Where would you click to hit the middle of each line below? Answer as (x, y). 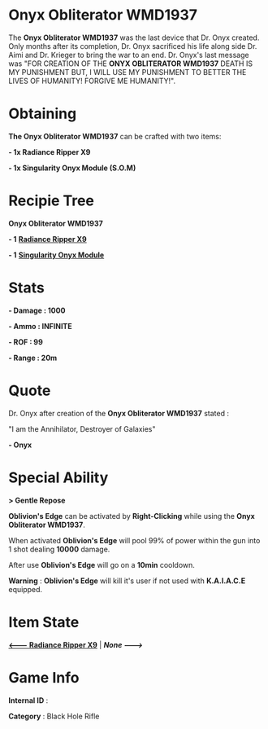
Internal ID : (28, 700)
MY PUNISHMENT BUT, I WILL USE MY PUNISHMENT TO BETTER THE (128, 72)
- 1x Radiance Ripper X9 (50, 152)
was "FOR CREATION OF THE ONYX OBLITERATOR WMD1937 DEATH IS (131, 64)
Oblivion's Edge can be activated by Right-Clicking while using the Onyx (132, 516)
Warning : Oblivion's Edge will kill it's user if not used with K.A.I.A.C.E (127, 581)
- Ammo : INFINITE (40, 326)
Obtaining (43, 114)
